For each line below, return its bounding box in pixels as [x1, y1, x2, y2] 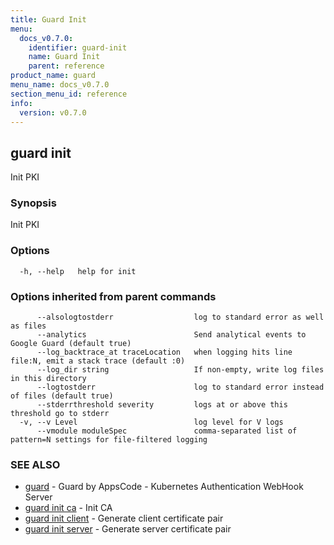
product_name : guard [10, 71, 97, 81]
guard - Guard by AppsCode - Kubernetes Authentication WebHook [24, 481, 304, 493]
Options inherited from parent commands [10, 289, 217, 303]
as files [10, 321, 47, 331]
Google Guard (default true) [10, 339, 132, 349]
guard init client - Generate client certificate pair [24, 512, 224, 525]
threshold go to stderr [10, 409, 110, 419]
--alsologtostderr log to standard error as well [36, 312, 325, 323]
